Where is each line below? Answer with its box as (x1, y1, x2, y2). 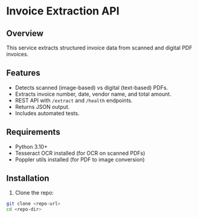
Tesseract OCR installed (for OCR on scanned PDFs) (14, 149, 145, 157)
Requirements (6, 127, 60, 137)
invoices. (6, 51, 29, 58)
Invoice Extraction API (6, 4, 120, 18)
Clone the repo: (14, 189, 54, 196)
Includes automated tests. (14, 110, 80, 117)
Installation (6, 173, 49, 184)
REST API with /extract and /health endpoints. (14, 96, 133, 104)
